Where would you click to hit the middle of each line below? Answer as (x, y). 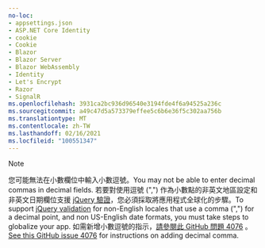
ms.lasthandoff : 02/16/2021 (55, 133)
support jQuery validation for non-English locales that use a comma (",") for (131, 208)
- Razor (21, 89)
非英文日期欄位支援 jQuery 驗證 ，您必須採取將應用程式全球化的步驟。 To (126, 200)
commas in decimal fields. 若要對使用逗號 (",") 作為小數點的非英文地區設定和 (133, 189)
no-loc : (21, 15)
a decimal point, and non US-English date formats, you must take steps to (129, 217)
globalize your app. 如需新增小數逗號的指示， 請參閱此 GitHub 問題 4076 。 (130, 226)
